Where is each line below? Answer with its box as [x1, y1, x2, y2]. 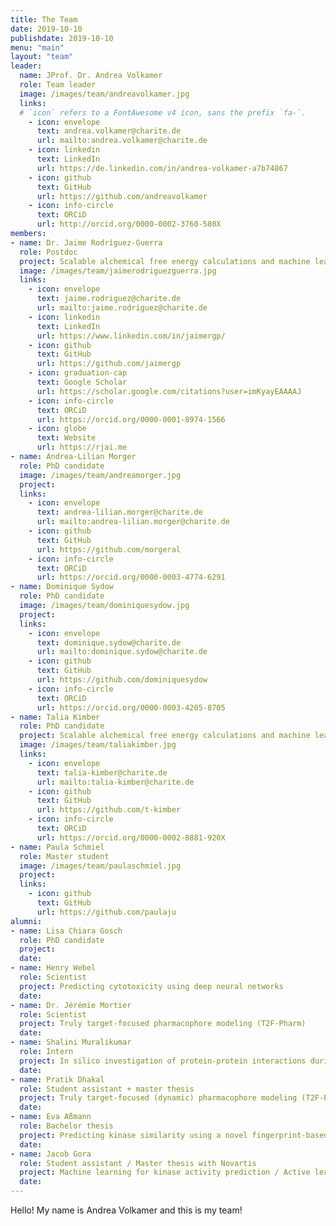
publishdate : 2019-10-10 [10, 33, 114, 43]
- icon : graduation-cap [28, 368, 128, 378]
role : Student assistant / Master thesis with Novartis [19, 1158, 257, 1168]
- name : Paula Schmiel [10, 842, 105, 852]
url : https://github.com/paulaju [36, 907, 177, 917]
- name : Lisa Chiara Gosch [10, 926, 123, 936]
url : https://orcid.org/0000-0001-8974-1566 [36, 414, 226, 425]
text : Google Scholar [36, 377, 128, 387]
